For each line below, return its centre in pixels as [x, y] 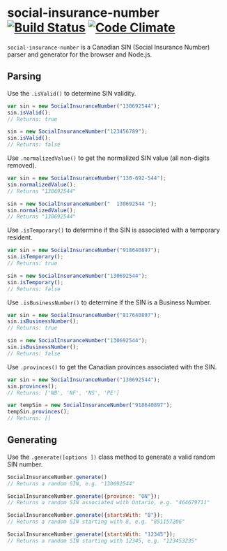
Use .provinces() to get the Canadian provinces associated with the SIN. [112, 367]
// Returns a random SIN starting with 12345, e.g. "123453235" [102, 541]
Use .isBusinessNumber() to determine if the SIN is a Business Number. [109, 302]
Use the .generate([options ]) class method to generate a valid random [111, 457]
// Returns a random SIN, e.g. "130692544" [71, 483]
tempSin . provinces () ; [39, 412]
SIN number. [25, 464]
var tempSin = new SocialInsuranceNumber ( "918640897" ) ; [90, 405]
